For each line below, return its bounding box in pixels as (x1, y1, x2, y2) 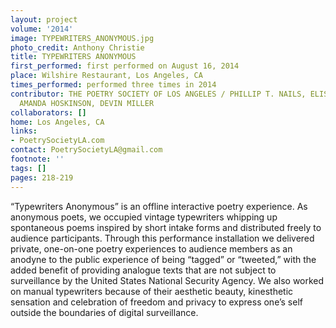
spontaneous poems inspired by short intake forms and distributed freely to (10, 221, 322, 233)
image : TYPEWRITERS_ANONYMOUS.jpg (10, 33, 155, 43)
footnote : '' (10, 154, 65, 164)
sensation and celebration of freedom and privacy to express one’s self (10, 296, 303, 308)
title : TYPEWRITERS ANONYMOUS (10, 52, 137, 62)
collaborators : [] (10, 107, 87, 118)
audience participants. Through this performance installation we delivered (10, 232, 315, 244)
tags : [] (10, 163, 47, 173)
